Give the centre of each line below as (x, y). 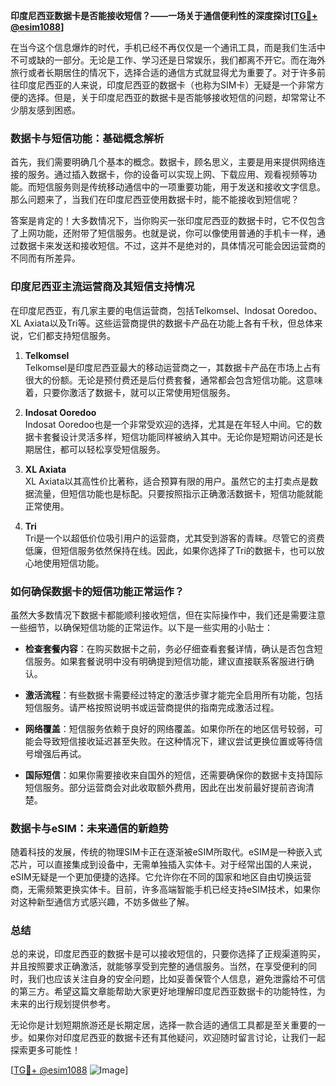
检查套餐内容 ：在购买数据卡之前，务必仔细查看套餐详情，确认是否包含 (169, 648)
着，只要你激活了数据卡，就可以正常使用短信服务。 (130, 392)
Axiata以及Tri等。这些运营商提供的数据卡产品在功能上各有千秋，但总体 (169, 323)
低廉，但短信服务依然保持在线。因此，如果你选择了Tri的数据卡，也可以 (170, 550)
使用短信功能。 (73, 563)
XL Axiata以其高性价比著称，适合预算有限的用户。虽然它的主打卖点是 (167, 481)
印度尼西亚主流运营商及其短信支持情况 (102, 287)
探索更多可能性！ (45, 1050)
